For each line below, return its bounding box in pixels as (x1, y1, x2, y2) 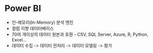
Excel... (11, 37, 27, 42)
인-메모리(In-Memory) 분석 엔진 (11, 19, 74, 25)
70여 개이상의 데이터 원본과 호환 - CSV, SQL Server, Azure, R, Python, (11, 31, 149, 37)
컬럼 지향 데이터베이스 (11, 25, 54, 31)
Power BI (4, 3, 42, 14)
